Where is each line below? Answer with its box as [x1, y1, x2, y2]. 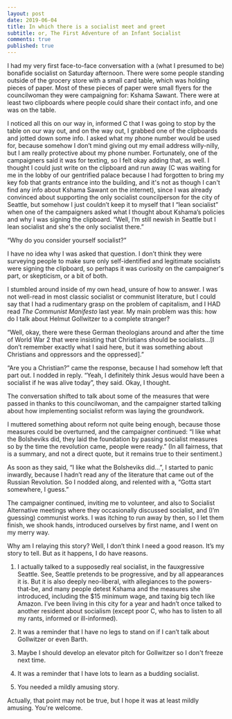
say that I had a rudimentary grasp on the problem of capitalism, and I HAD [7, 300, 221, 308]
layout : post [7, 10, 45, 17]
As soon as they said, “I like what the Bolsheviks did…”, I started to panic [7, 463, 214, 471]
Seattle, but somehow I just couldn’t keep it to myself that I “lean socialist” [7, 201, 219, 208]
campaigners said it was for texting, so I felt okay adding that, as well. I [7, 156, 210, 164]
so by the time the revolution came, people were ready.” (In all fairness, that [7, 443, 223, 450]
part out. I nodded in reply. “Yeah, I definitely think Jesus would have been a [7, 371, 225, 379]
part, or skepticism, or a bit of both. [7, 272, 108, 280]
